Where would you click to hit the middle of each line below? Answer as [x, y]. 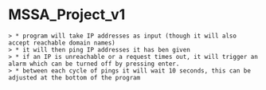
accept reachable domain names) [62, 43]
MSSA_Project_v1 [67, 15]
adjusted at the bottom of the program [74, 77]
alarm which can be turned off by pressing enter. [94, 64]
